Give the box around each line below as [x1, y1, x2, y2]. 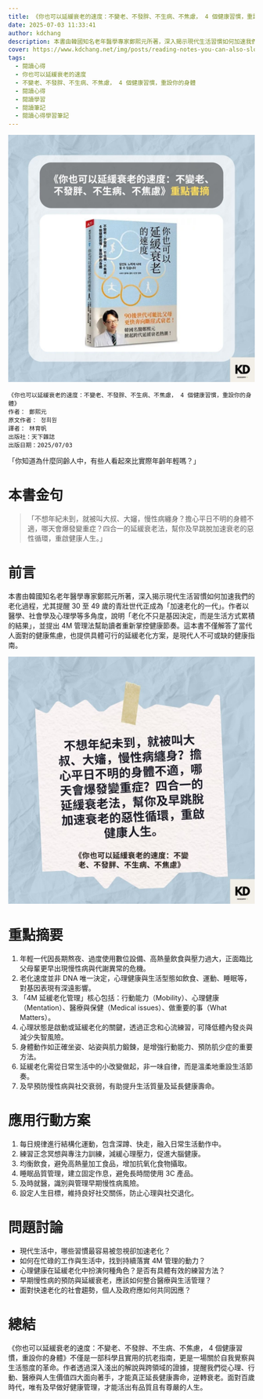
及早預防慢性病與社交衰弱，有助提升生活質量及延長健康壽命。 [19, 1081, 219, 1091]
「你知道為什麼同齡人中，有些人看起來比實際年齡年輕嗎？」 [8, 456, 200, 466]
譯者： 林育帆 [8, 424, 47, 433]
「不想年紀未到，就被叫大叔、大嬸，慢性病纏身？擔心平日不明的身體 [27, 514, 247, 523]
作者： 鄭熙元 [8, 408, 47, 416]
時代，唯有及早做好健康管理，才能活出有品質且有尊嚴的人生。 [8, 1382, 207, 1392]
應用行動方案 [8, 1112, 92, 1130]
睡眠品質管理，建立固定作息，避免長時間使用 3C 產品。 [19, 1168, 198, 1178]
